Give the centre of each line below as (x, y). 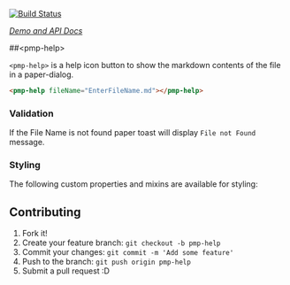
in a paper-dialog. (42, 74)
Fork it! (35, 234)
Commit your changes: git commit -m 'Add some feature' (128, 252)
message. (27, 142)
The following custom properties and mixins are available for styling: (134, 184)
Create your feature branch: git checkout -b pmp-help (121, 243)
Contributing (45, 212)
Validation (32, 113)
